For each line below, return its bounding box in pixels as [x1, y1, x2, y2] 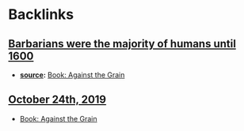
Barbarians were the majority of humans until [8, 37, 236, 51]
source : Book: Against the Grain [19, 70, 125, 80]
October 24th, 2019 [8, 93, 107, 107]
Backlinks [8, 6, 74, 24]
